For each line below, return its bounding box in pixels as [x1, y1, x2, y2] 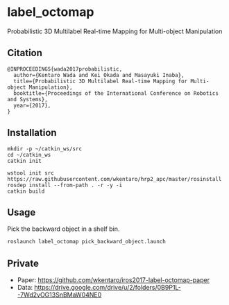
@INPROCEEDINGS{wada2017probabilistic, [7, 65, 123, 73]
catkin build [7, 188, 45, 195]
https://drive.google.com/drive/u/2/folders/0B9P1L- [34, 284, 182, 292]
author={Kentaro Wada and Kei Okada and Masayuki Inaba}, [13, 71, 185, 78]
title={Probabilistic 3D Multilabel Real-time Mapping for [13, 78, 188, 85]
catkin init [7, 157, 42, 164]
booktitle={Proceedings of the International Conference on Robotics [13, 89, 219, 97]
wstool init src [7, 169, 54, 177]
